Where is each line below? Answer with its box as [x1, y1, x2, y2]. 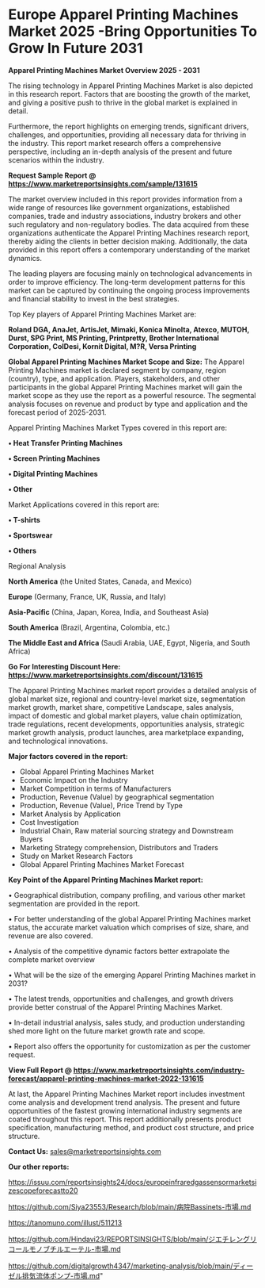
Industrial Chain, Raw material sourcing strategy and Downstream [19, 826, 233, 835]
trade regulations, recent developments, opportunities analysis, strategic [8, 719, 245, 729]
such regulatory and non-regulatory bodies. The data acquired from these [8, 220, 249, 229]
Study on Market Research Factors [19, 851, 133, 861]
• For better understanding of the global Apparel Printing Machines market [8, 914, 252, 923]
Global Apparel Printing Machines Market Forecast [19, 859, 184, 869]
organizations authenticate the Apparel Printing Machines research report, [8, 228, 251, 237]
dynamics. [8, 253, 42, 263]
